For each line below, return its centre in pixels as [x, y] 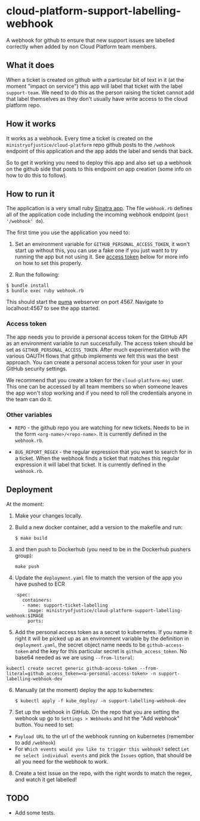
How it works [31, 124]
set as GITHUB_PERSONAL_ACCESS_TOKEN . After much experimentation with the [98, 349]
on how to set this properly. [48, 263]
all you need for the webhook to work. [61, 761]
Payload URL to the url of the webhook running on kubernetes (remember [104, 736]
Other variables [29, 414]
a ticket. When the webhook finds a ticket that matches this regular [97, 458]
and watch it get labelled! [46, 779]
